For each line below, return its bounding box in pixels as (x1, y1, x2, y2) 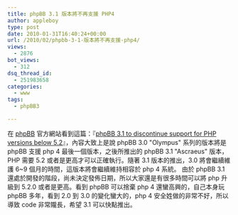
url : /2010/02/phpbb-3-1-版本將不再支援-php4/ (7, 37, 141, 44)
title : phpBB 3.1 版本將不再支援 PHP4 (7, 10, 115, 18)
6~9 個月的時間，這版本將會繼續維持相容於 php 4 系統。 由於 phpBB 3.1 (15, 165, 225, 173)
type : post (7, 23, 40, 31)
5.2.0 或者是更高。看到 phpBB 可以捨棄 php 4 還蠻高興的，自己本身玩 (21, 182, 225, 191)
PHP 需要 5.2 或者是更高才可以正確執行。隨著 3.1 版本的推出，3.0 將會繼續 (7, 155, 225, 164)
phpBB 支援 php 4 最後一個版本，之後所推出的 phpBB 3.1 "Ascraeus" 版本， (7, 147, 229, 155)
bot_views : (7, 57, 40, 64)
